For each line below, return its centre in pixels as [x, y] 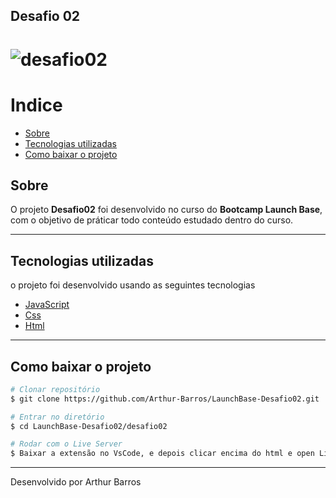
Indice [36, 105]
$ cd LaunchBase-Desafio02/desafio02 [89, 426]
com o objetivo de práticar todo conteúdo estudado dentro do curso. [152, 220]
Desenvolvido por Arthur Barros [76, 482]
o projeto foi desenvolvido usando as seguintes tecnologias [133, 285]
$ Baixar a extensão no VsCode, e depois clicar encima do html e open [162, 454]
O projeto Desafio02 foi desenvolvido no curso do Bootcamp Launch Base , [166, 210]
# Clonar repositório [55, 389]
